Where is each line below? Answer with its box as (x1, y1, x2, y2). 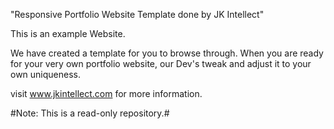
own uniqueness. (10, 69, 82, 80)
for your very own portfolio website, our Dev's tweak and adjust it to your (10, 58, 312, 69)
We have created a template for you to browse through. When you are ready (10, 47, 324, 59)
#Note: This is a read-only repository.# (10, 107, 170, 119)
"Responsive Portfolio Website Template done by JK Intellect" (10, 9, 265, 20)
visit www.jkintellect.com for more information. (10, 88, 203, 99)
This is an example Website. (10, 28, 126, 39)
